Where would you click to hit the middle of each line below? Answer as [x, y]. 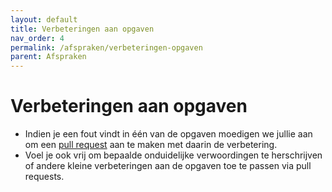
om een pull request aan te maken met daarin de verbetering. [151, 145]
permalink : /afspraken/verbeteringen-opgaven [106, 47]
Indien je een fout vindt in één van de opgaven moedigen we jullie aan [168, 134]
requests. [44, 177]
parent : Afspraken [48, 57]
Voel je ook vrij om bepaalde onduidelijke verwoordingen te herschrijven [173, 155]
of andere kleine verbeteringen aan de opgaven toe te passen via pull [168, 166]
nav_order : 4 [37, 38]
